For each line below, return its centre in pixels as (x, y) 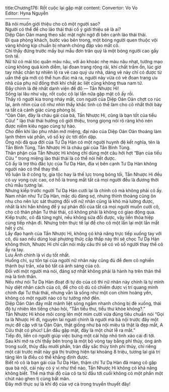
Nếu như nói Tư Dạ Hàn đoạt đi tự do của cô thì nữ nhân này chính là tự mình (85, 282)
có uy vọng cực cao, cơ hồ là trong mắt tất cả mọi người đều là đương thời (82, 180)
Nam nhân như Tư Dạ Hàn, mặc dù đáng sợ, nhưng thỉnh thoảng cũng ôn (81, 196)
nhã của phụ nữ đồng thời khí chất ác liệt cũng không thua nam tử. (74, 83)
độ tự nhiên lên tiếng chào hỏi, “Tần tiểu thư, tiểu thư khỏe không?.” (75, 309)
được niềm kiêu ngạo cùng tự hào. (41, 126)
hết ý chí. (15, 228)
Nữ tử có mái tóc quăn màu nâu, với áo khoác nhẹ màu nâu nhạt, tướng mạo (84, 61)
